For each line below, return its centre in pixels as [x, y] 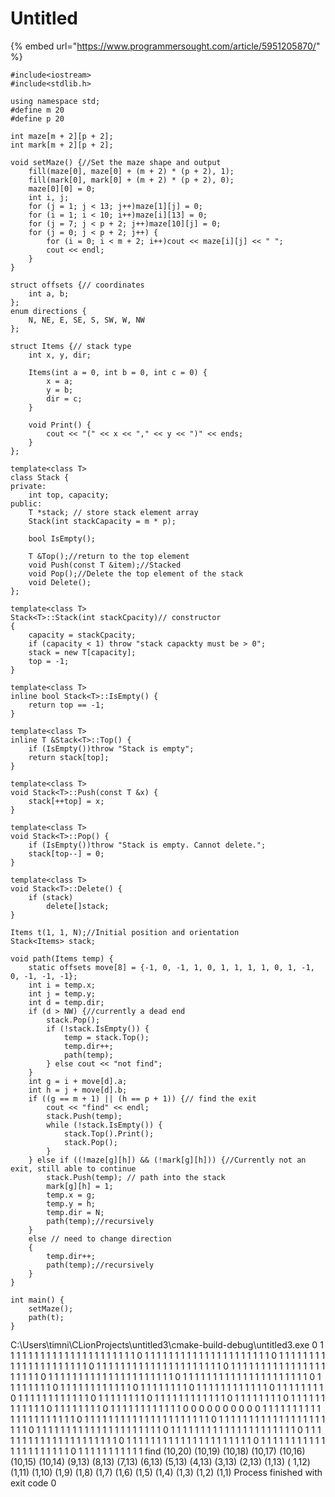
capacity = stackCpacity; [82, 635]
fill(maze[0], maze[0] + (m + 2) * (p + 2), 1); [131, 171]
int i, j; [49, 197]
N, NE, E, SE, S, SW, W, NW [86, 320]
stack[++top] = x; [66, 801]
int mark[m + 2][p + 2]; [62, 145]
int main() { [37, 1300]
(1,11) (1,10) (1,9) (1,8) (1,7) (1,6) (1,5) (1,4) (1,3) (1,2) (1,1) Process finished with [166, 1472]
